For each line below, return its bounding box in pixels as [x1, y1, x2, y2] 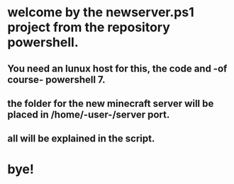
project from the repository [7, 19, 170, 35]
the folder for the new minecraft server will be [7, 97, 214, 110]
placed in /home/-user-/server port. [7, 108, 170, 120]
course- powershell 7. [7, 74, 106, 86]
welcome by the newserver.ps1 [7, 4, 194, 21]
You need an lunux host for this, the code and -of [7, 62, 228, 74]
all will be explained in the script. [7, 132, 155, 145]
